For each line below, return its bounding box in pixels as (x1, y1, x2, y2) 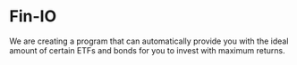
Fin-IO (9, 6, 56, 27)
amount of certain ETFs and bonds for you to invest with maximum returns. (9, 45, 285, 55)
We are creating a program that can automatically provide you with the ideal (9, 36, 289, 46)
